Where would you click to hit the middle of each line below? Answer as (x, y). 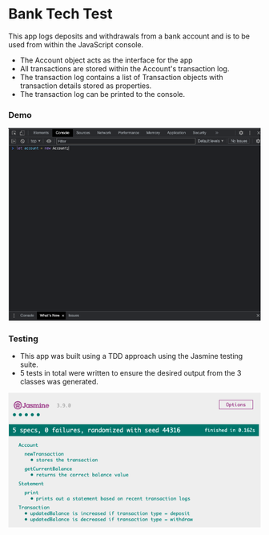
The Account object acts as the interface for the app (106, 60)
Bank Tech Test (60, 14)
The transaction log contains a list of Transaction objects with (121, 77)
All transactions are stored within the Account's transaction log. (124, 68)
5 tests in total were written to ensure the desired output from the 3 (130, 373)
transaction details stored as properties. (86, 86)
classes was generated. (59, 382)
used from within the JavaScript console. (76, 44)
